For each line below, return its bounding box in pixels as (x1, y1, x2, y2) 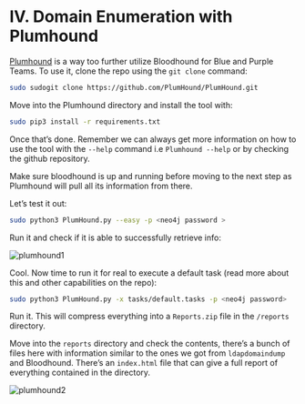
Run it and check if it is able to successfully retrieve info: (9, 232, 221, 243)
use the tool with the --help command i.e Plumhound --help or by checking (9, 143, 290, 154)
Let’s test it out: (9, 197, 67, 208)
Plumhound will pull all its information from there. (9, 180, 193, 191)
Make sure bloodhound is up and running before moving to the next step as (9, 170, 292, 181)
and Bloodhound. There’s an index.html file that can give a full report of (9, 358, 279, 369)
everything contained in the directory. (9, 367, 151, 379)
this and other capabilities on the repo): (9, 277, 158, 288)
